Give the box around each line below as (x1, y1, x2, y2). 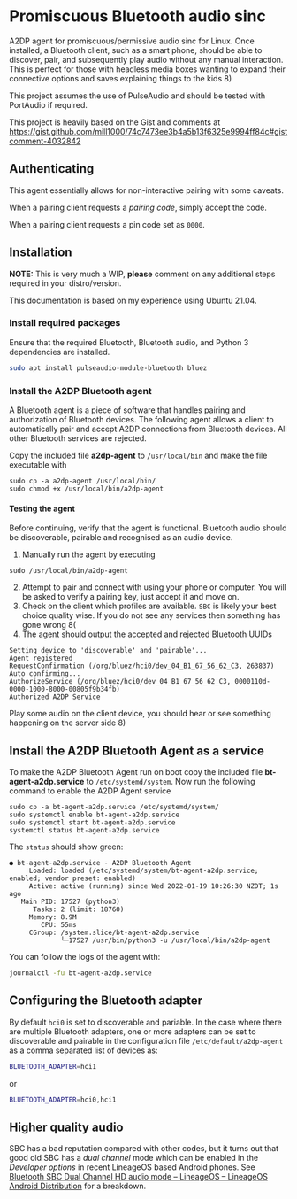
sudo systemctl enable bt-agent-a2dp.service (9, 810, 179, 820)
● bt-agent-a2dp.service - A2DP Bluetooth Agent (9, 859, 192, 868)
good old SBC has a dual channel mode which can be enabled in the (9, 1153, 259, 1164)
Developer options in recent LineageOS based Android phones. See (9, 1162, 255, 1172)
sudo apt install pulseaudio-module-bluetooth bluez (9, 363, 208, 373)
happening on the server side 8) (9, 717, 126, 728)
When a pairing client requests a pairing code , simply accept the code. (9, 202, 268, 213)
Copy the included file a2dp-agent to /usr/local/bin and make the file (9, 450, 268, 461)
